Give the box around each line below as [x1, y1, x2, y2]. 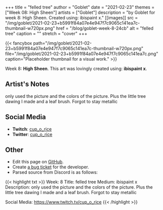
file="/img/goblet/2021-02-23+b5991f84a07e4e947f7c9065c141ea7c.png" [5, 51, 159, 57]
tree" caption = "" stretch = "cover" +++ [5, 31, 88, 36]
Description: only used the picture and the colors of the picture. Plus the [5, 184, 153, 190]
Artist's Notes [5, 80, 50, 88]
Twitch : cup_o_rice [12, 126, 52, 132]
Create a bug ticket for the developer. [12, 164, 89, 170]
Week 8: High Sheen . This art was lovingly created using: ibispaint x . [5, 66, 148, 71]
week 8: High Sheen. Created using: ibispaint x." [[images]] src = [5, 15, 138, 20]
